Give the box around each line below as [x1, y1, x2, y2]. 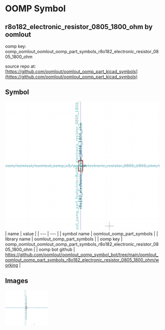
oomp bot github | [38, 247, 75, 253]
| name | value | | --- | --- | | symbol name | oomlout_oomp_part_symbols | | [5, 231, 158, 237]
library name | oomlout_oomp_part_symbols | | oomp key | [5, 236, 123, 242]
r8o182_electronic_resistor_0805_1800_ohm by [5, 23, 153, 31]
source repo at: [5, 64, 36, 69]
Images [5, 276, 28, 285]
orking [5, 262, 18, 268]
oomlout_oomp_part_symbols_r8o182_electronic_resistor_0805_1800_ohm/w [5, 257, 160, 263]
